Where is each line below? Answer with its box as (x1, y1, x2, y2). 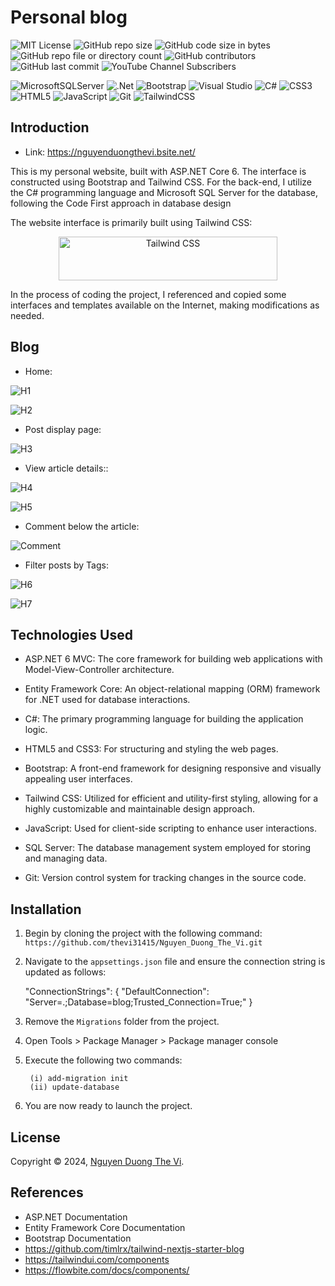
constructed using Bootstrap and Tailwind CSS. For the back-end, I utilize (10, 176, 312, 188)
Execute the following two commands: (24, 1054, 183, 1066)
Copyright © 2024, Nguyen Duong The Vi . (10, 1156, 185, 1167)
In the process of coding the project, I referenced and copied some (10, 288, 287, 300)
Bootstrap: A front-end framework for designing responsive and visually (24, 762, 322, 775)
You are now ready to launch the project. (24, 1100, 193, 1112)
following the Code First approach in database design (10, 197, 232, 209)
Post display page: (24, 423, 102, 435)
